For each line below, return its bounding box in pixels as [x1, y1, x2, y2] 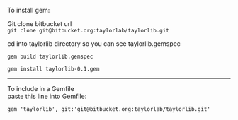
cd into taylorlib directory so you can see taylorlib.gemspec [7, 40, 181, 48]
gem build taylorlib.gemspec [7, 53, 93, 60]
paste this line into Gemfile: [7, 92, 87, 100]
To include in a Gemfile [7, 85, 74, 92]
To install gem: [7, 6, 50, 14]
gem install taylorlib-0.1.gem [7, 66, 100, 73]
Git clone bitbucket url [7, 20, 72, 28]
